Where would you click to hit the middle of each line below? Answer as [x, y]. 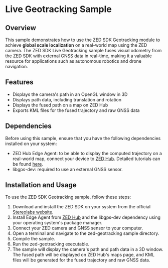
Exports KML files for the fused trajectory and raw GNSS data [76, 110]
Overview [21, 28]
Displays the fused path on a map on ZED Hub [60, 105]
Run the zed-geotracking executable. [51, 244]
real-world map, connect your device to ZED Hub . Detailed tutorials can [86, 159]
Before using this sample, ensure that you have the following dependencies [83, 138]
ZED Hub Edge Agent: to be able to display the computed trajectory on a [87, 153]
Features [19, 82]
